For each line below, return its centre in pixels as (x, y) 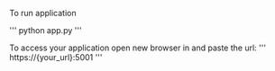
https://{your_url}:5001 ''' (56, 57)
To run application (43, 13)
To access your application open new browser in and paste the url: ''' (138, 48)
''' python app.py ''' (46, 30)
